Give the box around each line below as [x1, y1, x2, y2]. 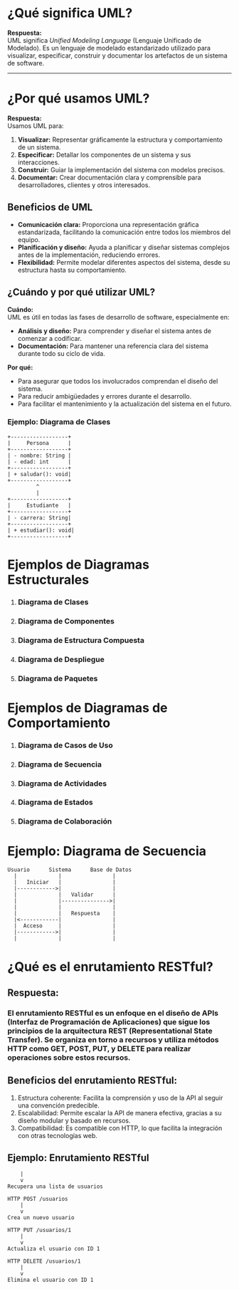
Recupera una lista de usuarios [7, 1183, 103, 1190]
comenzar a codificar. [17, 334, 82, 342]
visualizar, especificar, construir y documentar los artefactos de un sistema [7, 51, 228, 60]
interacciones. [17, 158, 60, 167]
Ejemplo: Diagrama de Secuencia [7, 843, 207, 859]
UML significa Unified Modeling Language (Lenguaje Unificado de [7, 36, 201, 44]
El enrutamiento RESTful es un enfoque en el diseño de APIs [7, 1008, 219, 1018]
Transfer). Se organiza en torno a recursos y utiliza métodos [7, 1034, 219, 1044]
